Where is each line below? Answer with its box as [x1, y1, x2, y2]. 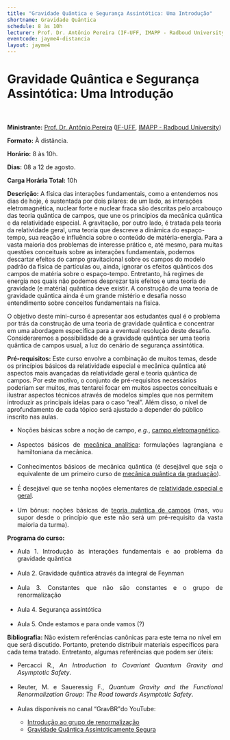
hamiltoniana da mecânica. [16, 447, 94, 456]
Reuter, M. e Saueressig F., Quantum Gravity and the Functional [16, 682, 223, 691]
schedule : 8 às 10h [7, 23, 63, 29]
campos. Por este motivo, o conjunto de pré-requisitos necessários [7, 376, 197, 384]
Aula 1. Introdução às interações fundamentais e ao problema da [16, 547, 223, 555]
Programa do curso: [7, 534, 65, 542]
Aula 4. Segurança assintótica [16, 605, 101, 613]
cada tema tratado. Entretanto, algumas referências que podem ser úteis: [7, 647, 214, 656]
